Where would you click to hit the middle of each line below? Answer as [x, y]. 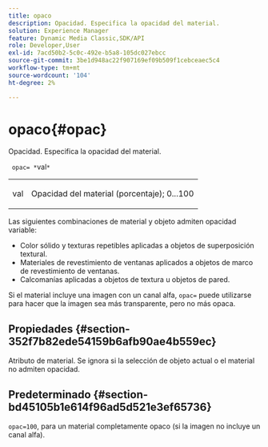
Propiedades [41, 329]
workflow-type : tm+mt [44, 68]
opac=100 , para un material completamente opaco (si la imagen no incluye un [134, 426]
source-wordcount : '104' [50, 75]
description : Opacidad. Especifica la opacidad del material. [114, 23]
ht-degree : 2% [32, 83]
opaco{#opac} [58, 129]
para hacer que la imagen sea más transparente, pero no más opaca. [122, 304]
